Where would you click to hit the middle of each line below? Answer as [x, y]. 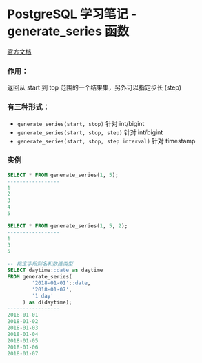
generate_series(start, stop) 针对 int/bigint [81, 123]
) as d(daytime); [47, 302]
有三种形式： [29, 107]
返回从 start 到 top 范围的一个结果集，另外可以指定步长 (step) [94, 87]
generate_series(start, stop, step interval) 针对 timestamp [106, 141]
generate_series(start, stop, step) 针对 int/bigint [90, 132]
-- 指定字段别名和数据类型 [40, 264]
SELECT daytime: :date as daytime [55, 270]
